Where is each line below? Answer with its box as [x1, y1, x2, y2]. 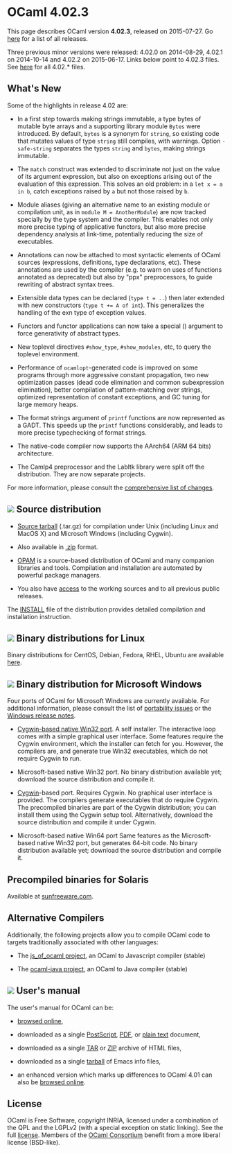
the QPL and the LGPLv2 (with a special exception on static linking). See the [7, 1124, 224, 1132]
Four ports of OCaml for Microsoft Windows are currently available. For [7, 697, 210, 705]
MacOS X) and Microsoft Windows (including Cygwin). [17, 529, 173, 537]
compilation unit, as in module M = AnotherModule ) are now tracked [17, 207, 206, 216]
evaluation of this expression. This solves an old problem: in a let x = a [17, 180, 223, 188]
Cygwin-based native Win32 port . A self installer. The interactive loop [17, 725, 216, 734]
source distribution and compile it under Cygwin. [17, 818, 157, 826]
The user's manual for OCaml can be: [7, 1003, 114, 1012]
